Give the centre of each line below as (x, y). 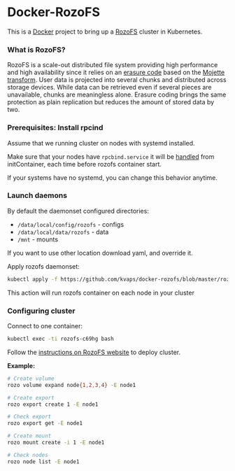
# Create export (31, 398)
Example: (21, 365)
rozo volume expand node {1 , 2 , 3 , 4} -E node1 (72, 385)
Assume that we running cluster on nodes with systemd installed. (101, 143)
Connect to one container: (45, 326)
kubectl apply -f (33, 279)
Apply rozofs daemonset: (44, 266)
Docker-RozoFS (54, 12)
